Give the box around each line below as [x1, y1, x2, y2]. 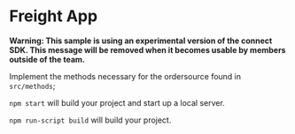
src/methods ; [9, 80, 56, 91]
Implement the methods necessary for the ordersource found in [9, 71, 242, 81]
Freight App [9, 6, 98, 26]
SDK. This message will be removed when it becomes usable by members [9, 44, 286, 55]
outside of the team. [9, 54, 86, 64]
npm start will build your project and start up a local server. [9, 97, 226, 108]
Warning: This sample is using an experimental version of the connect [9, 35, 273, 46]
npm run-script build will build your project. [9, 115, 172, 125]
